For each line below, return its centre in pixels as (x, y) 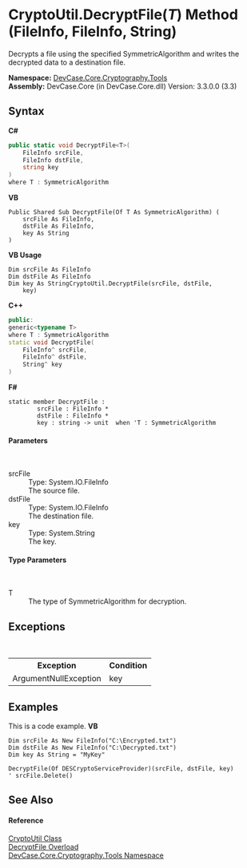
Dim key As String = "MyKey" (57, 755)
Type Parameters (38, 560)
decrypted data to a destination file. (67, 62)
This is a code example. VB (53, 726)
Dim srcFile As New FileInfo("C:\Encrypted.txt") (93, 741)
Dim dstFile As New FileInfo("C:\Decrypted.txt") (93, 748)
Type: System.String (62, 533)
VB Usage (25, 255)
